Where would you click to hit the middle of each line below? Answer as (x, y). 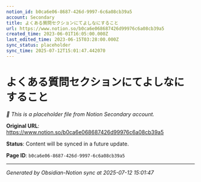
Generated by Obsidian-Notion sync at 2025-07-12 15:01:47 (80, 172)
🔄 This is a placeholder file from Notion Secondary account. (80, 114)
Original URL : (23, 126)
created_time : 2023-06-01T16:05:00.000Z (57, 34)
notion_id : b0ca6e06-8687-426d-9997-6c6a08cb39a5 (69, 12)
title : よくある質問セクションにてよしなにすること (62, 23)
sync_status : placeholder (38, 45)
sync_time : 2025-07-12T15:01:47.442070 (56, 51)
